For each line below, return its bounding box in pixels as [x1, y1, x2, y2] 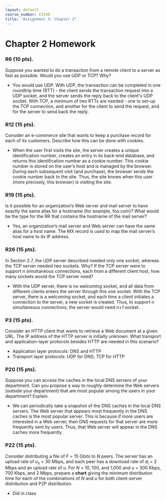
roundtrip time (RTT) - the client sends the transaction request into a [12, 87, 153, 93]
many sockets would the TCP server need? [5, 273, 93, 279]
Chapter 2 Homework [5, 38, 96, 49]
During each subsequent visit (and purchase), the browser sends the [12, 168, 154, 174]
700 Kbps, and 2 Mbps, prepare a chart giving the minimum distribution [5, 470, 153, 476]
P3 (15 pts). [5, 317, 33, 324]
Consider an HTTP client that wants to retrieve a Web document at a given [5, 328, 158, 334]
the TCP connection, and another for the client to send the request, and [12, 103, 160, 109]
